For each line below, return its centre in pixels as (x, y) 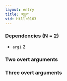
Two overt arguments (32, 59)
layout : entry (20, 10)
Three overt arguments (33, 73)
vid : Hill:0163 (21, 19)
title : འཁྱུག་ (17, 14)
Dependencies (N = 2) (32, 36)
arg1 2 (19, 47)
